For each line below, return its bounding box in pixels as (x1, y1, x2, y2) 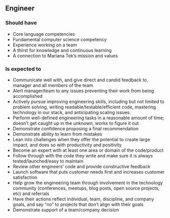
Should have (5, 19, 37, 26)
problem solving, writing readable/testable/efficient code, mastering (12, 104, 156, 110)
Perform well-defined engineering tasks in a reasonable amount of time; (12, 115, 164, 121)
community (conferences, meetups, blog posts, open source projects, (12, 185, 160, 191)
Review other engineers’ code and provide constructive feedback (12, 163, 151, 170)
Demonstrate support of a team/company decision (12, 206, 119, 213)
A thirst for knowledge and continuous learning (12, 47, 112, 53)
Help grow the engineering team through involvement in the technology (12, 179, 163, 185)
